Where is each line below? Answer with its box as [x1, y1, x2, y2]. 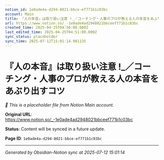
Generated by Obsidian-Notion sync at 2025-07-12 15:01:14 [5, 149, 125, 155]
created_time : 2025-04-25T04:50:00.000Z [5, 25, 89, 30]
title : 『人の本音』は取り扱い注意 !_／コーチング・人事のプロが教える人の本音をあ [5, 16, 154, 21]
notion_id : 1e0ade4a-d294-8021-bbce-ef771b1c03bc [5, 7, 108, 12]
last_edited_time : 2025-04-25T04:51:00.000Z [5, 30, 97, 35]
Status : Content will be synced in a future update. [5, 126, 105, 132]
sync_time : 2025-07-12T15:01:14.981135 [5, 39, 86, 44]
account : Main [5, 12, 34, 17]
